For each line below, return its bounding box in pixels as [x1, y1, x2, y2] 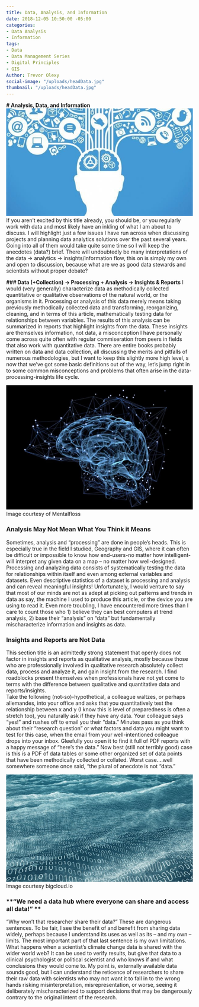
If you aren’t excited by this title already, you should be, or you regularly [6, 217, 181, 224]
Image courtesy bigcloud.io [6, 882, 73, 889]
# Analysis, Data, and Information [6, 102, 91, 109]
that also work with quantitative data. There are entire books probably [6, 342, 176, 349]
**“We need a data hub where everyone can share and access [6, 897, 190, 905]
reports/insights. [6, 687, 46, 694]
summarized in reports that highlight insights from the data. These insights [6, 323, 188, 330]
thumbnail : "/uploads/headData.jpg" [6, 85, 97, 91]
